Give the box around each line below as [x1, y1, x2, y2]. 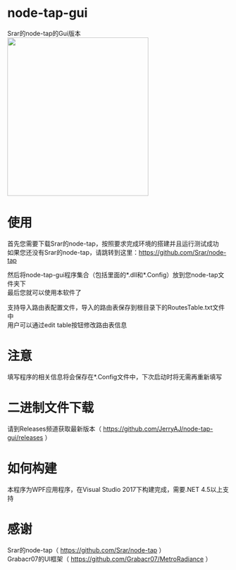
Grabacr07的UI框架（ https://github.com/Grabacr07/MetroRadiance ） [7, 555, 212, 563]
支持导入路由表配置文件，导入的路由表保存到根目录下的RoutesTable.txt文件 [7, 303, 225, 311]
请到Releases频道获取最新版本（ [7, 424, 102, 433]
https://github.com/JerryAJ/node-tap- [103, 424, 213, 433]
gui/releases [7, 433, 44, 441]
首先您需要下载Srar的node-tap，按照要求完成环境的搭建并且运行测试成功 [7, 239, 220, 248]
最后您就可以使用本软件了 [7, 288, 82, 296]
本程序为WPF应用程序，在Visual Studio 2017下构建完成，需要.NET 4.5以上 [7, 485, 223, 493]
